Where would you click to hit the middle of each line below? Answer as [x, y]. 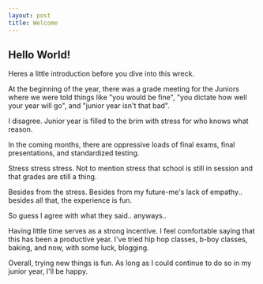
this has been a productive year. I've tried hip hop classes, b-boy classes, [128, 239]
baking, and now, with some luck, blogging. [79, 248]
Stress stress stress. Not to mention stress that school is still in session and [131, 168]
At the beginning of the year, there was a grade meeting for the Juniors [124, 89]
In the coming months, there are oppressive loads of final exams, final [122, 145]
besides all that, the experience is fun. [70, 200]
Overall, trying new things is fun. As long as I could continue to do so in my [130, 263]
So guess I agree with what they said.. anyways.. [88, 216]
